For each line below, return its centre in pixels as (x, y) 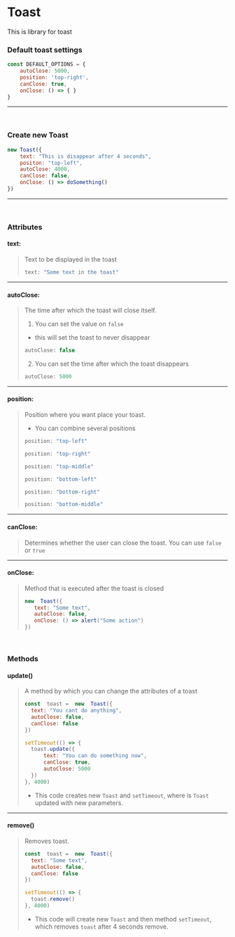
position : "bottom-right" (62, 492)
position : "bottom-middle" (64, 505)
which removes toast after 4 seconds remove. (102, 926)
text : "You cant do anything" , (77, 711)
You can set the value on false (79, 324)
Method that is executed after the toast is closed (94, 588)
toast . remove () (53, 899)
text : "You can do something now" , (95, 756)
